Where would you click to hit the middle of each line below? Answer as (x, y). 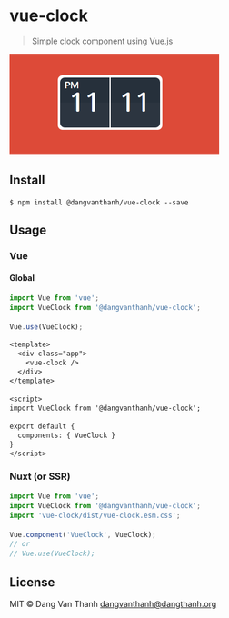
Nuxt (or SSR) (40, 476)
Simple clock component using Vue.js (102, 41)
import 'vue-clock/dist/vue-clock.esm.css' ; (95, 515)
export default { (42, 426)
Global (22, 277)
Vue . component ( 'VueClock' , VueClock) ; (83, 534)
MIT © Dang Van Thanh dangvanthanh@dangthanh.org (113, 604)
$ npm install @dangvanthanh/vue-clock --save (99, 202)
